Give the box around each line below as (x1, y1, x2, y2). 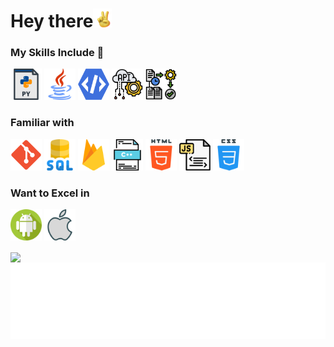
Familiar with (10, 116, 75, 130)
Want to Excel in (10, 186, 90, 200)
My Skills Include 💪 (10, 46, 105, 60)
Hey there (10, 10, 94, 33)
